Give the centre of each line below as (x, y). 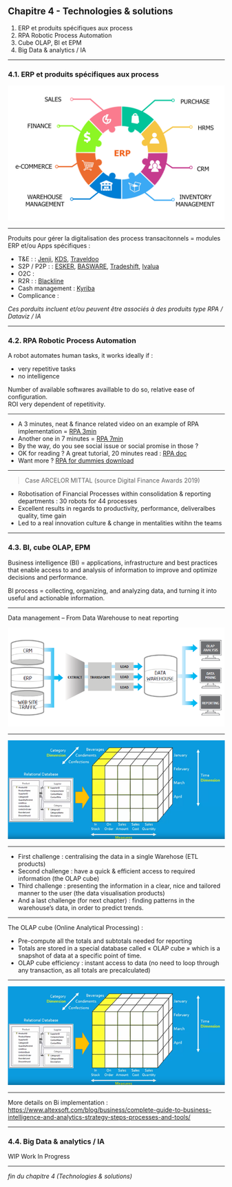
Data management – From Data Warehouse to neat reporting (93, 618)
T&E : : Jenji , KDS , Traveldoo (58, 259)
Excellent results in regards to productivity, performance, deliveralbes (117, 509)
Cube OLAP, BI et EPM (50, 42)
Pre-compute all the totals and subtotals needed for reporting (105, 941)
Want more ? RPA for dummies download (76, 460)
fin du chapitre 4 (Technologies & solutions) (70, 1176)
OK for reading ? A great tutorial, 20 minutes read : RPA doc (102, 454)
